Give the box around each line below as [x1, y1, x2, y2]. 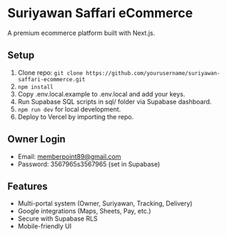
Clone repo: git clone [17, 68, 84, 76]
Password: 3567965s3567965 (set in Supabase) [17, 159, 161, 168]
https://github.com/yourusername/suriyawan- [85, 69, 221, 76]
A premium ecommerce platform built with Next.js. [7, 29, 156, 37]
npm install [17, 84, 54, 91]
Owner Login [7, 133, 66, 146]
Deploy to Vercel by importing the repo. [17, 112, 134, 121]
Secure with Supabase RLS [17, 214, 98, 223]
